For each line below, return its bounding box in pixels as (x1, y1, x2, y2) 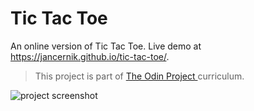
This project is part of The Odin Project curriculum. (34, 70, 245, 82)
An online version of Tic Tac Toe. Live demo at (10, 40, 202, 52)
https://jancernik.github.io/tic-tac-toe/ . (10, 50, 170, 62)
